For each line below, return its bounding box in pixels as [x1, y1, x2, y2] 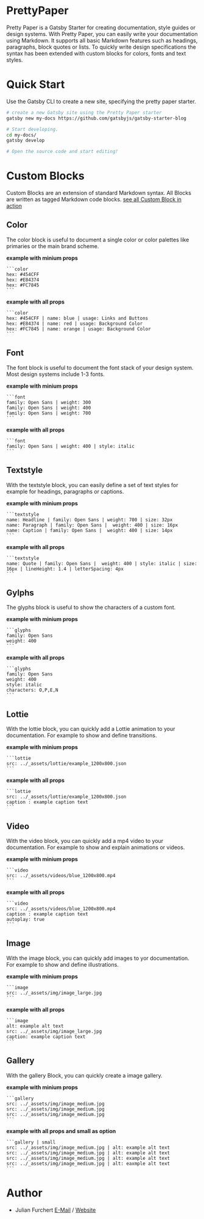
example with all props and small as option [6, 1127, 116, 1134]
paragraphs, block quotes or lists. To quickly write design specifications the [6, 43, 196, 51]
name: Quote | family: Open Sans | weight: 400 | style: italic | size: [6, 560, 198, 567]
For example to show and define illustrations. [6, 961, 119, 968]
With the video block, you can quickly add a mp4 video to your [6, 837, 164, 844]
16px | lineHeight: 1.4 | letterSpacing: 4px [6, 566, 124, 572]
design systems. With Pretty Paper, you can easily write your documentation [6, 30, 198, 37]
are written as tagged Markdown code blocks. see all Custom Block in [6, 196, 181, 203]
